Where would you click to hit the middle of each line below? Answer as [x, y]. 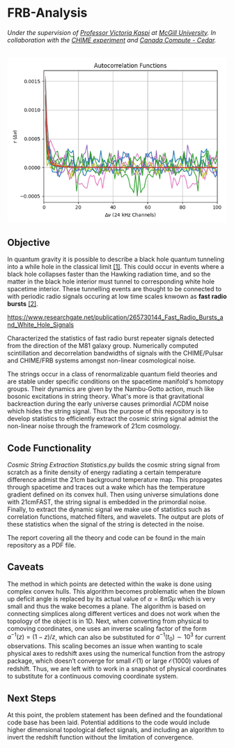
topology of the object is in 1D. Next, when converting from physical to [108, 621]
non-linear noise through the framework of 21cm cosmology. [94, 426]
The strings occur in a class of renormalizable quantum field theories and [112, 374]
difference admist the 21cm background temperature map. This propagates [115, 480]
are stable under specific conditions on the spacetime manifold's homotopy [116, 381]
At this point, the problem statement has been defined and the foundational [115, 715]
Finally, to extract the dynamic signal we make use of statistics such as [109, 509]
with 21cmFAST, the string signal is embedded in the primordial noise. [107, 502]
